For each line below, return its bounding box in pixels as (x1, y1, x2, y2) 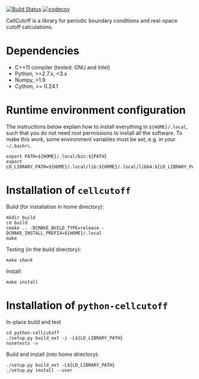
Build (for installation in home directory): (6, 203, 105, 210)
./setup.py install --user (6, 367, 73, 373)
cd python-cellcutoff (6, 330, 60, 336)
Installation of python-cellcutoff (6, 299, 168, 312)
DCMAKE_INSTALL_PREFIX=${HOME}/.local (6, 230, 102, 236)
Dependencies (6, 44, 79, 58)
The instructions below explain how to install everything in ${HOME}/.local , (6, 123, 188, 130)
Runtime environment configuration (6, 104, 186, 117)
